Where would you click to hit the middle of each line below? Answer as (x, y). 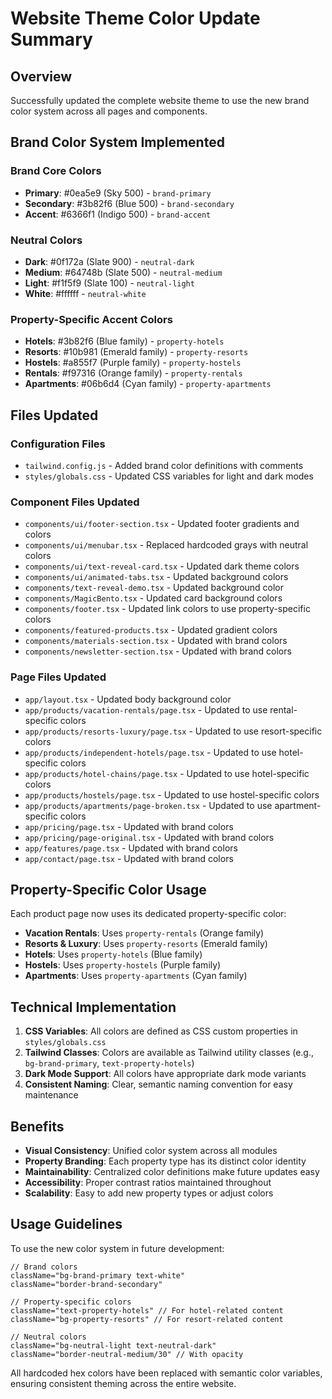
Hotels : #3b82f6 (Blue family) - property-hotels (124, 341)
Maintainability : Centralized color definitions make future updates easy (172, 1171)
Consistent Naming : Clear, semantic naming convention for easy (158, 1084)
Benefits (37, 1126)
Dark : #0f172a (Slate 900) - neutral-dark (109, 261)
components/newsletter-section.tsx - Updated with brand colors (158, 651)
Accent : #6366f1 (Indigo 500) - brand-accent (118, 214)
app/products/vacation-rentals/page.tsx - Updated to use (146, 709)
